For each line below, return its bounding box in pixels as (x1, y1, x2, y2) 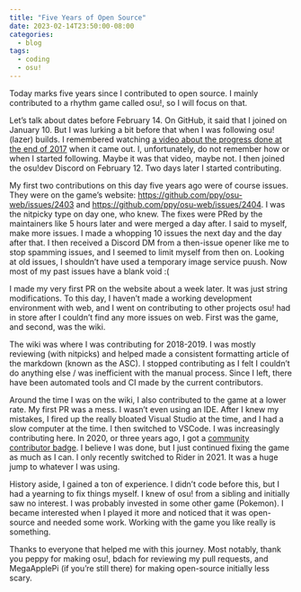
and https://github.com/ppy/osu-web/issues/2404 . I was (75, 199, 286, 209)
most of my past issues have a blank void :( (9, 266, 170, 277)
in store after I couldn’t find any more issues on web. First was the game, (9, 312, 279, 323)
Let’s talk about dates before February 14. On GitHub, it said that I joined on (9, 114, 288, 126)
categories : (9, 30, 54, 39)
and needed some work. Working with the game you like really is (37, 517, 276, 527)
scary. (9, 572, 33, 583)
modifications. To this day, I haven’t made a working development (9, 293, 252, 304)
